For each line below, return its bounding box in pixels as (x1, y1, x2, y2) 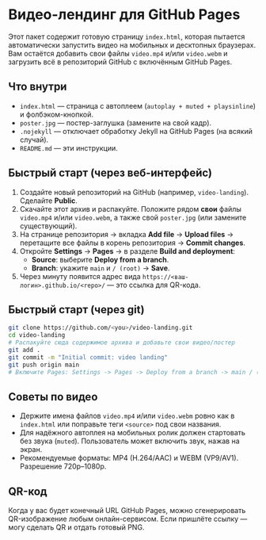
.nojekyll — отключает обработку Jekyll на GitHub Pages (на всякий (19, 126, 253, 136)
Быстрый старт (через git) (8, 303, 145, 316)
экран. (19, 445, 43, 454)
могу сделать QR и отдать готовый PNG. (8, 523, 145, 532)
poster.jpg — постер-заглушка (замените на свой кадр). (19, 117, 212, 128)
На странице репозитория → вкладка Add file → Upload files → (19, 229, 234, 239)
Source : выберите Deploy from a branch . (31, 255, 169, 264)
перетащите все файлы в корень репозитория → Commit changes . (19, 238, 245, 247)
